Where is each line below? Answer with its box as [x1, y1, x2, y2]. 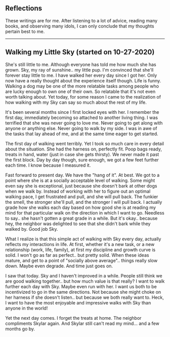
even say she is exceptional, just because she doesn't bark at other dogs [5, 182, 157, 189]
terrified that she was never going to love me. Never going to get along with [5, 119, 163, 126]
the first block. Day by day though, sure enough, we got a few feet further [5, 157, 159, 163]
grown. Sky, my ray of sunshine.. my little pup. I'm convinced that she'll [5, 67, 154, 73]
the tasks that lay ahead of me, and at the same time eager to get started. [5, 131, 158, 137]
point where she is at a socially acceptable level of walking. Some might [5, 177, 155, 183]
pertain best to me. [5, 28, 45, 35]
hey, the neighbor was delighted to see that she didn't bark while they [5, 221, 151, 227]
